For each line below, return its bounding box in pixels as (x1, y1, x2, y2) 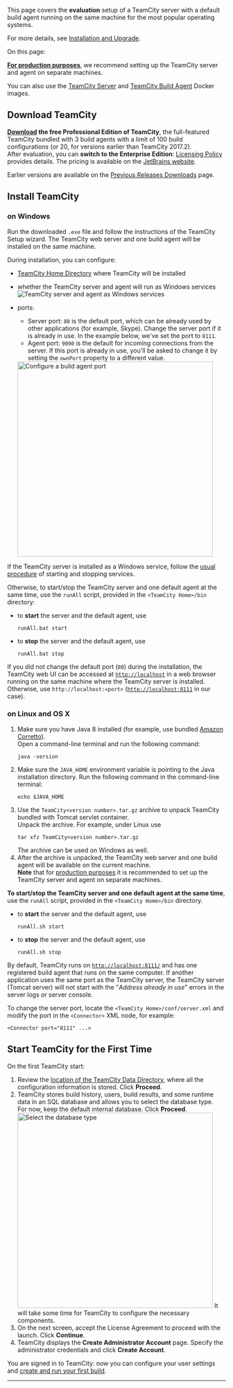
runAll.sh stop (17, 949, 62, 956)
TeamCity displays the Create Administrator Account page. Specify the (17, 1338, 223, 1346)
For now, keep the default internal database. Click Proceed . (17, 1105, 187, 1113)
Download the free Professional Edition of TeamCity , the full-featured (7, 128, 209, 136)
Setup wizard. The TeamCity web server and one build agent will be (7, 235, 201, 243)
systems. (7, 21, 33, 28)
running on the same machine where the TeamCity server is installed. (7, 677, 206, 686)
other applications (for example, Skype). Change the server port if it (27, 324, 222, 332)
